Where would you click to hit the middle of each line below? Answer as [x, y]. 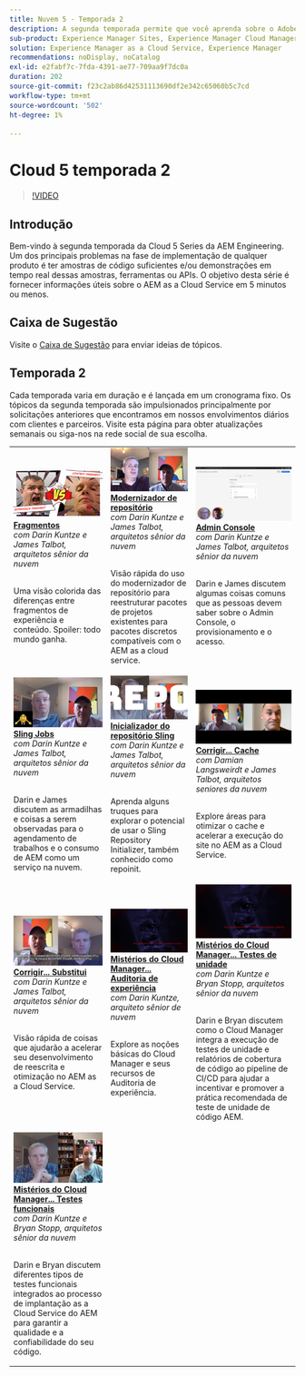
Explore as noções [145, 1045]
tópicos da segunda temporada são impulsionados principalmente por [140, 405]
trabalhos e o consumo [56, 848]
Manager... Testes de [236, 955]
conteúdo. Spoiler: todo [57, 630]
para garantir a [41, 1322]
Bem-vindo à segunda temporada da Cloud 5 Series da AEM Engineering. [147, 246]
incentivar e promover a [240, 1088]
